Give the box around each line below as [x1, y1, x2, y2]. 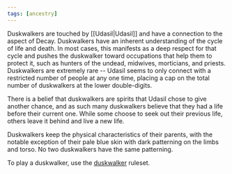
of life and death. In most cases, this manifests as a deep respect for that [7, 44, 217, 52]
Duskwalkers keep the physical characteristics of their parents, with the [7, 130, 213, 139]
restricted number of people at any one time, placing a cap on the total [7, 74, 210, 82]
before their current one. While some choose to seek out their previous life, [7, 109, 223, 118]
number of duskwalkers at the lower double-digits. [7, 81, 153, 89]
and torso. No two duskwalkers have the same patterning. [7, 145, 173, 153]
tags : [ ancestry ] [7, 10, 58, 17]
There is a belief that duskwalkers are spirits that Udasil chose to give [7, 95, 207, 103]
